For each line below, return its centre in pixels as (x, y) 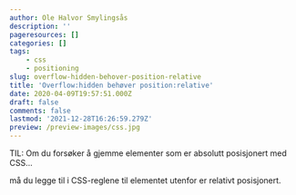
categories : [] (38, 43)
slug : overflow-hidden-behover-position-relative (106, 77)
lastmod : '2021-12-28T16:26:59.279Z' (81, 119)
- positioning (52, 69)
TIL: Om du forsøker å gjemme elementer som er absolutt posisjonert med (148, 153)
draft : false (34, 102)
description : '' (40, 26)
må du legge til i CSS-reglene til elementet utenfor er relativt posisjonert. (145, 180)
